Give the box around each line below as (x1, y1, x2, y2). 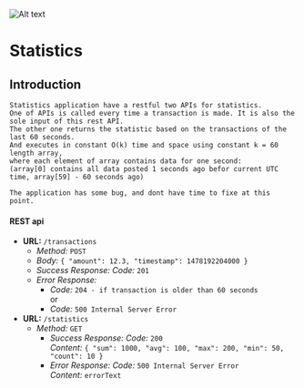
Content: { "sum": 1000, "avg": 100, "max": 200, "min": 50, (49, 342, 285, 353)
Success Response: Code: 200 (49, 332, 164, 343)
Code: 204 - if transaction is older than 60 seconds (49, 284, 258, 295)
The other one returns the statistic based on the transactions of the (9, 125, 287, 134)
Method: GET (35, 323, 83, 334)
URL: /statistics (22, 313, 89, 324)
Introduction (9, 77, 82, 92)
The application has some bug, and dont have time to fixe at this (9, 189, 271, 198)
